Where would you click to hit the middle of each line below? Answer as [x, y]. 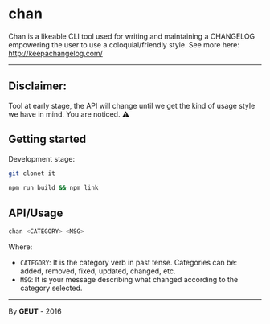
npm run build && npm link [53, 188]
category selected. [51, 288]
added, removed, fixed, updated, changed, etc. [98, 271]
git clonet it [32, 174]
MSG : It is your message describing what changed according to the [129, 279]
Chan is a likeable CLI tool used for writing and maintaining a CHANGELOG [132, 36]
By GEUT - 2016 [35, 311]
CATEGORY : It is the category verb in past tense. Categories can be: [129, 262]
